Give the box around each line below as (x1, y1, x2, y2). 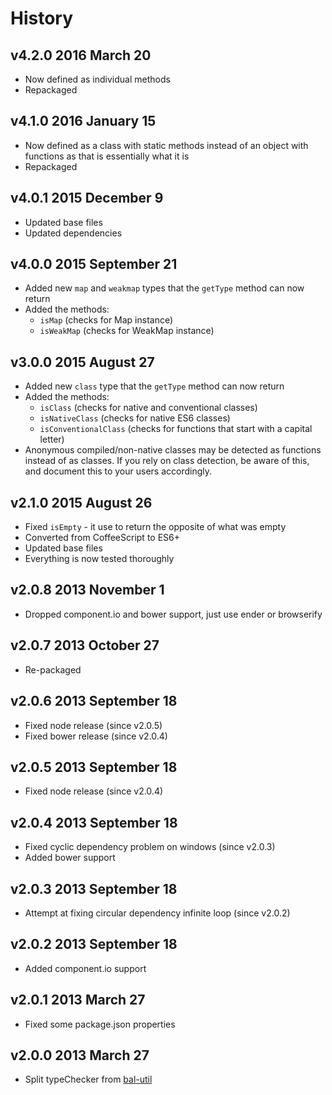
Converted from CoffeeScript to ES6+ (24, 532, 180, 544)
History (10, 7, 74, 30)
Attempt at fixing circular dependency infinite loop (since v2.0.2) (24, 907, 291, 919)
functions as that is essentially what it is (24, 150, 190, 162)
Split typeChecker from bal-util (24, 1073, 153, 1086)
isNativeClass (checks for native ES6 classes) (39, 412, 231, 424)
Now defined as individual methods (24, 73, 171, 85)
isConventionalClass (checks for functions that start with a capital (39, 423, 313, 435)
